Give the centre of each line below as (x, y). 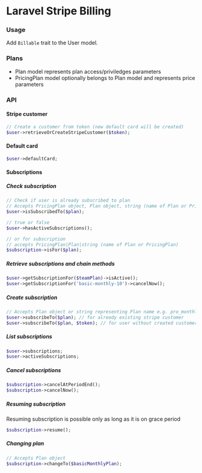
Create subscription (32, 297)
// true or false (28, 222)
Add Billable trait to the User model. (52, 43)
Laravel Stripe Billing (59, 11)
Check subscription (32, 186)
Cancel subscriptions (34, 370)
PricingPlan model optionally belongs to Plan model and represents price (105, 78)
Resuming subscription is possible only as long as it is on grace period (93, 419)
